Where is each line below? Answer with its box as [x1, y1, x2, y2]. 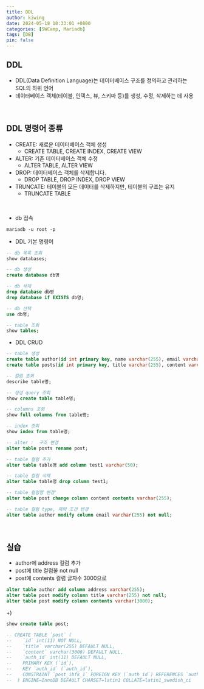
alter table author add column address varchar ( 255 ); [6, 587, 146, 593]
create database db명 [6, 272, 59, 278]
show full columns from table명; [6, 412, 90, 418]
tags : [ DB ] [6, 32, 34, 38]
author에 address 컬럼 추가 [15, 559, 81, 567]
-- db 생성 [6, 266, 32, 273]
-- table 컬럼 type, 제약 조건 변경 [6, 506, 89, 512]
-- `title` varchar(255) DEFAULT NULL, [6, 643, 115, 649]
